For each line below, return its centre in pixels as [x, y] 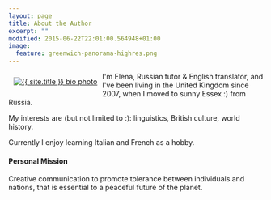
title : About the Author [50, 23]
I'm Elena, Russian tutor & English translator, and [183, 77]
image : [19, 46]
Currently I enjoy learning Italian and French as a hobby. [102, 142]
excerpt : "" [28, 31]
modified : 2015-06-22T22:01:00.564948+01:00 [85, 38]
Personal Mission [38, 161]
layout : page [30, 16]
